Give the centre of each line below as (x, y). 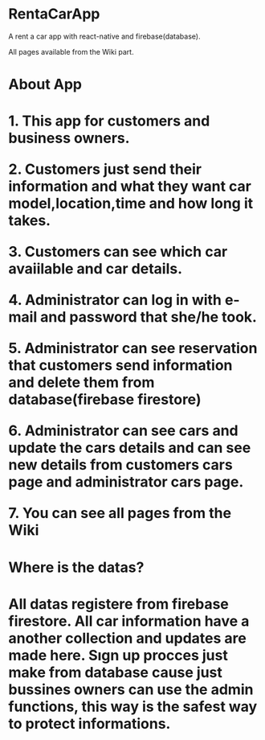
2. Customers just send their (105, 169)
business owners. (69, 138)
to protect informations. (90, 724)
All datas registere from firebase (118, 604)
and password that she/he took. (148, 317)
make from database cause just (116, 672)
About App (45, 84)
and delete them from (82, 382)
